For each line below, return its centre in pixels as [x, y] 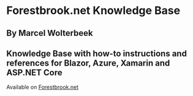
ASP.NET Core [34, 73]
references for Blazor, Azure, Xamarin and [88, 63]
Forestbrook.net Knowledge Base [93, 11]
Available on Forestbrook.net [43, 87]
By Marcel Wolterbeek [50, 33]
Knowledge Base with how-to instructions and [96, 53]
